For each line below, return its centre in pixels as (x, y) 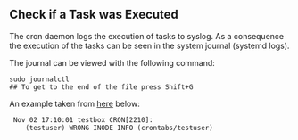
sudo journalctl (39, 79)
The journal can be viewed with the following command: (112, 62)
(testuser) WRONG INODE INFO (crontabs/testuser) (120, 128)
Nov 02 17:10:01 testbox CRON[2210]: (83, 119)
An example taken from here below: (74, 103)
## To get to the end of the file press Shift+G (101, 87)
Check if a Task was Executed (94, 15)
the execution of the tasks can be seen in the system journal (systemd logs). (149, 45)
